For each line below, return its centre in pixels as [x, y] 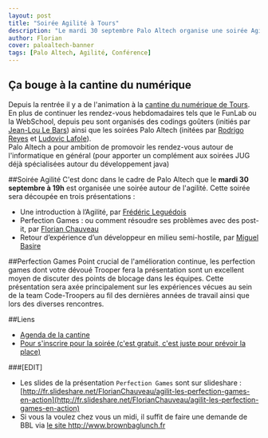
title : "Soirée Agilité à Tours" [64, 23]
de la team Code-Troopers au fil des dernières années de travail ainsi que [129, 295]
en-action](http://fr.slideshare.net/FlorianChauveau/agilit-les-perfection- [139, 400]
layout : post [30, 16]
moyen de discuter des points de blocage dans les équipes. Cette [116, 278]
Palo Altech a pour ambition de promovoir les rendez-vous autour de [121, 147]
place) [30, 352]
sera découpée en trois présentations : [72, 196]
